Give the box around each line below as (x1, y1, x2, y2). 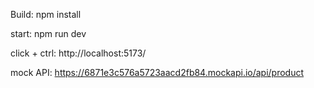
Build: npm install (10, 9, 82, 20)
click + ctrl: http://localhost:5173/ (10, 47, 147, 59)
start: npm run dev (10, 28, 87, 39)
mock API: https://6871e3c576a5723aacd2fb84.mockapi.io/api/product (10, 67, 305, 78)
